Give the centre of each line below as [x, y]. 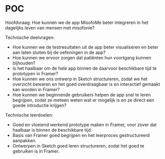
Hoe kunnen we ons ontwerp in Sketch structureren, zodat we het [80, 79]
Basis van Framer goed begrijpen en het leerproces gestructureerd [81, 135]
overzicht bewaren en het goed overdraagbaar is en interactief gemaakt [86, 84]
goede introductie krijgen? [39, 105]
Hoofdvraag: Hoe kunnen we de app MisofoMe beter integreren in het [77, 22]
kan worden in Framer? [36, 89]
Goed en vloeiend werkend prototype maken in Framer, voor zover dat [84, 125]
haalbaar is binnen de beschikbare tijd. [52, 130]
